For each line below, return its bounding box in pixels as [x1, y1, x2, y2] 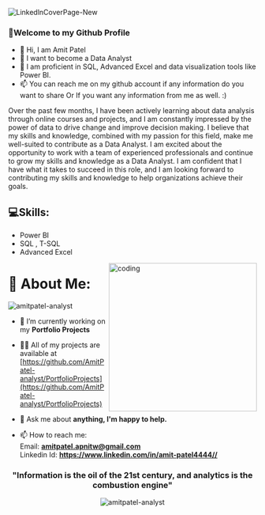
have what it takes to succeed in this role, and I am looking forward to [8, 165, 234, 174]
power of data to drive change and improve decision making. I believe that [8, 123, 249, 132]
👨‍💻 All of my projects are [19, 340, 101, 350]
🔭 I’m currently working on [19, 316, 106, 326]
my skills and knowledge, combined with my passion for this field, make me [8, 131, 254, 141]
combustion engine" [91, 479, 174, 490]
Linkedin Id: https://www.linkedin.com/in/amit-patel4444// [19, 450, 218, 460]
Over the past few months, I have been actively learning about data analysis [8, 106, 255, 115]
